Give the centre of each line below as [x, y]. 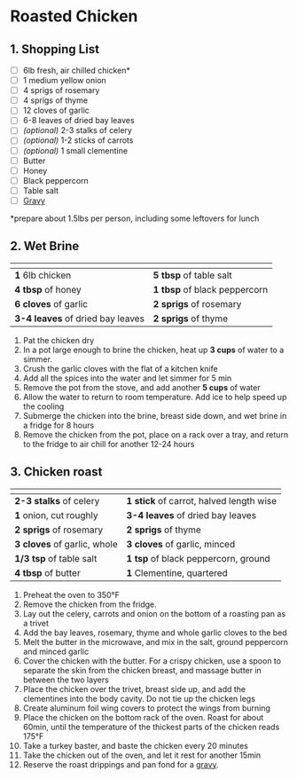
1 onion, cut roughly [56, 515]
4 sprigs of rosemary [61, 90]
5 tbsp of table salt [193, 275]
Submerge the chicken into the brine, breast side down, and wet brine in [155, 415]
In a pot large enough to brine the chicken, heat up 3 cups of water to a [153, 350]
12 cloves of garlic [56, 110]
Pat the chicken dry [59, 340]
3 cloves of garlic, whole [66, 544]
